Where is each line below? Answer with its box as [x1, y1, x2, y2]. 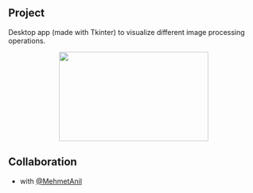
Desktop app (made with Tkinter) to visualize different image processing [8, 27, 245, 37]
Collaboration [8, 155, 77, 169]
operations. [8, 36, 46, 45]
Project [8, 6, 45, 20]
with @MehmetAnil [19, 176, 82, 186]
